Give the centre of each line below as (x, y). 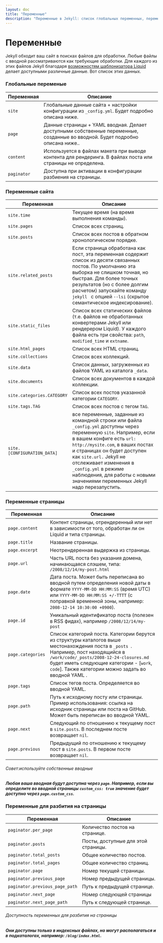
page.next (19, 729)
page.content (23, 529)
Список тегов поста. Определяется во (95, 683)
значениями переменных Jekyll (110, 481)
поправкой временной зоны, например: (97, 601)
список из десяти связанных (106, 260)
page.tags (19, 686)
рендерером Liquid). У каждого (109, 329)
